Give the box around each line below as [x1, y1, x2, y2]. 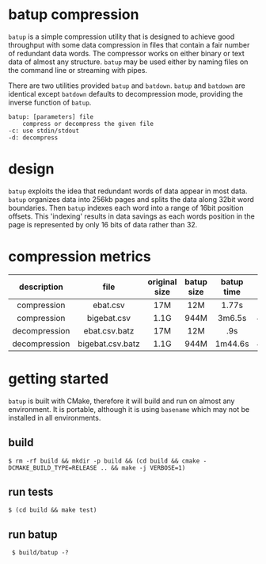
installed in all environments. [8, 413, 101, 422]
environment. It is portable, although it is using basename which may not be [8, 404, 250, 413]
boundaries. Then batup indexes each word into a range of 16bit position [8, 203, 244, 212]
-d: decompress [8, 133, 59, 142]
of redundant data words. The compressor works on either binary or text [8, 48, 245, 58]
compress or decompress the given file [22, 120, 154, 128]
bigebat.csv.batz [78, 338, 140, 349]
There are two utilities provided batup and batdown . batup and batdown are [8, 81, 245, 90]
